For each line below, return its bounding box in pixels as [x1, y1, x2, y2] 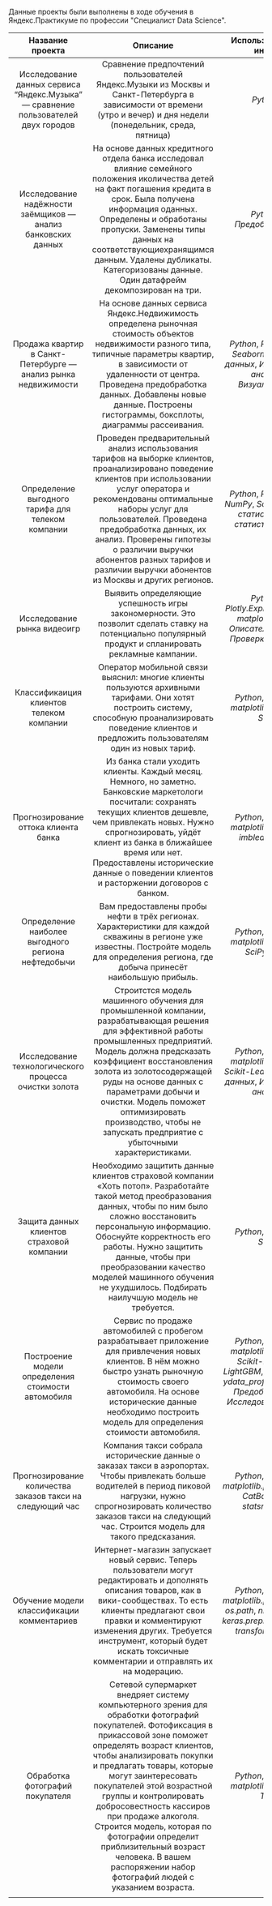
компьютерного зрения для [98, 1699, 208, 1710]
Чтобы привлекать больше [100, 1471, 206, 1481]
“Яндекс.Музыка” [14, 89, 83, 100]
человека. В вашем [114, 1852, 192, 1862]
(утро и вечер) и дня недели [96, 109, 209, 120]
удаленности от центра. [106, 369, 201, 379]
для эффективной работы [102, 1026, 204, 1036]
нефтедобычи [21, 957, 75, 967]
